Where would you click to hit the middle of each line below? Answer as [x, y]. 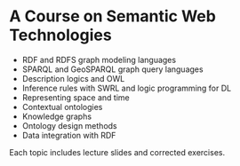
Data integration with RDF [69, 135]
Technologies [61, 35]
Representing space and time [76, 97]
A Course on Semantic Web [112, 16]
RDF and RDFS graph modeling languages [99, 59]
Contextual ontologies [62, 107]
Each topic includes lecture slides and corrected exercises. [117, 152]
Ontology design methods [69, 125]
